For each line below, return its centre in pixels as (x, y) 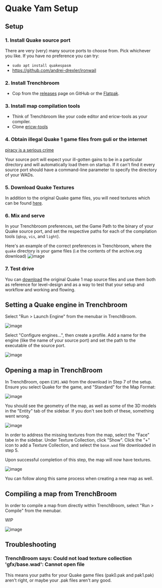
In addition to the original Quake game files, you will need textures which (78, 198)
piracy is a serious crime (30, 150)
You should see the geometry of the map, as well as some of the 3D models (81, 406)
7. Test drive (20, 269)
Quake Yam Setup (42, 8)
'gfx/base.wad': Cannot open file (45, 564)
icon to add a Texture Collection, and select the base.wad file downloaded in (81, 445)
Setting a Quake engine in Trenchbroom (66, 305)
